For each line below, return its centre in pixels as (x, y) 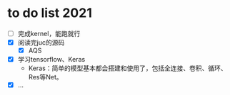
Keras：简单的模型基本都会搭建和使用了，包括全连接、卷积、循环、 (127, 68)
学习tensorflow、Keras (51, 60)
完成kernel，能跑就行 (49, 33)
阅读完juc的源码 (41, 43)
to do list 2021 (50, 13)
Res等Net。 (45, 77)
